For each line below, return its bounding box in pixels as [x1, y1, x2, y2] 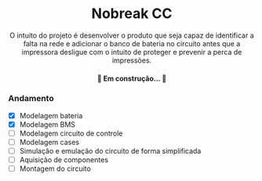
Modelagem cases [19, 138, 80, 147]
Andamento [8, 93, 54, 104]
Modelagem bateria [19, 110, 83, 120]
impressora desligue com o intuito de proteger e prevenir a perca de [21, 47, 242, 56]
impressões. [111, 56, 152, 65]
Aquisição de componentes [19, 155, 108, 165]
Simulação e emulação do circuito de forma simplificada [19, 147, 202, 156]
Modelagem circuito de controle [19, 129, 123, 138]
